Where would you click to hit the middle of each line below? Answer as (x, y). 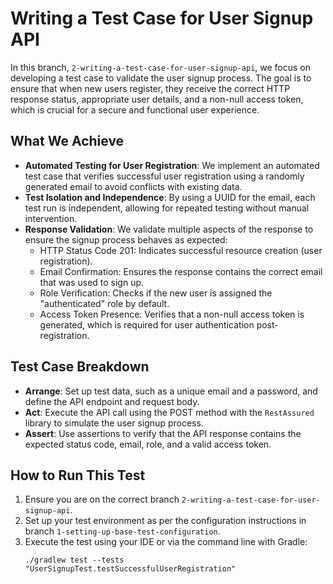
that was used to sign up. (92, 282)
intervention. (51, 218)
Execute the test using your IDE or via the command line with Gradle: (166, 542)
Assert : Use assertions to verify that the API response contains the (163, 433)
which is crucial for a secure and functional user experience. (135, 109)
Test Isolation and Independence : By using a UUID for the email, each (170, 197)
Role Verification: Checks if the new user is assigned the (156, 293)
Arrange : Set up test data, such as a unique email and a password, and (171, 391)
